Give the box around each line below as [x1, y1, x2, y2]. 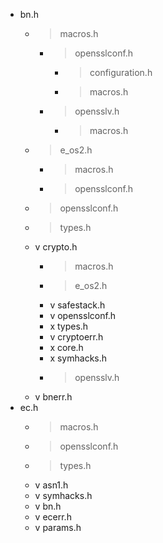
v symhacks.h [34, 490, 93, 501]
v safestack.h [49, 299, 106, 311]
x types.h [49, 320, 89, 332]
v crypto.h [34, 241, 78, 253]
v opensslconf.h [49, 310, 117, 321]
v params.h [34, 522, 82, 533]
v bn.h [34, 500, 62, 512]
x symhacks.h [49, 352, 108, 364]
